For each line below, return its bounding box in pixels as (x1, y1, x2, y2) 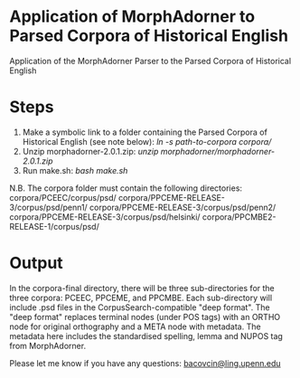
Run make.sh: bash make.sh (22, 165, 128, 175)
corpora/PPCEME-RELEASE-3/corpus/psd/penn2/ (89, 202, 277, 213)
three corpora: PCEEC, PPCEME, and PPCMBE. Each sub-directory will (9, 292, 273, 303)
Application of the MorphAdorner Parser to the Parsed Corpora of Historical (9, 55, 292, 66)
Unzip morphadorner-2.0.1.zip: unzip (22, 146, 159, 156)
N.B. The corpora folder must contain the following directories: (9, 183, 242, 194)
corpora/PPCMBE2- (202, 211, 277, 222)
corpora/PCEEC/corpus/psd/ (9, 192, 117, 203)
